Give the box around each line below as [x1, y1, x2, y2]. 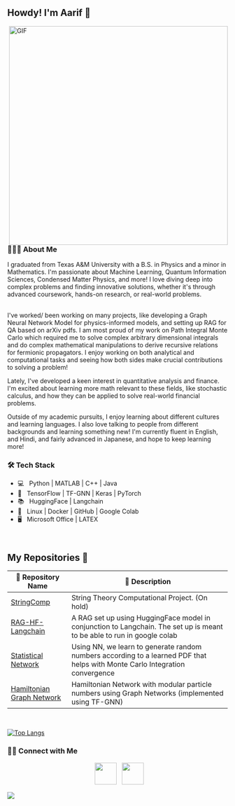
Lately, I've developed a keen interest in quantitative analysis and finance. [7, 377, 220, 385]
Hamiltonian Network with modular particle [71, 680, 212, 690]
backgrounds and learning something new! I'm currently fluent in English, [7, 428, 218, 436]
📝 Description [124, 577, 171, 587]
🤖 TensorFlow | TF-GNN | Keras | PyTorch [17, 489, 142, 498]
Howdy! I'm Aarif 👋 [7, 7, 91, 19]
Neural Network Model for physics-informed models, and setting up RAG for [7, 319, 227, 327]
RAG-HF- [10, 618, 44, 627]
